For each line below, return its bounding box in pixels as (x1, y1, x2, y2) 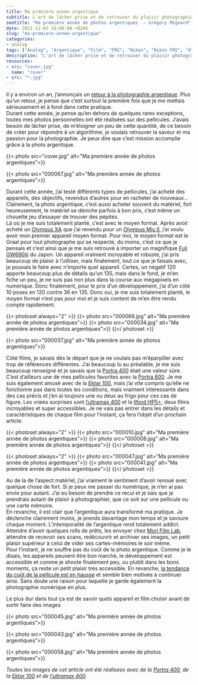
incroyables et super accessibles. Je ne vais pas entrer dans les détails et (6, 405, 186, 412)
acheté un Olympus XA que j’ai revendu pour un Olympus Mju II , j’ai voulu (6, 226, 184, 233)
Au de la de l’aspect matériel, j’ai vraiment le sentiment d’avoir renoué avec (6, 477, 187, 484)
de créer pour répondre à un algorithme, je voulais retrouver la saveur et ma (6, 128, 190, 136)
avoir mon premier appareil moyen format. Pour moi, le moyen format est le (6, 232, 189, 240)
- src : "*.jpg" (6, 75, 44, 80)
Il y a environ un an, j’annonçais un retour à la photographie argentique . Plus (6, 91, 191, 98)
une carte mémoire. (6, 502, 54, 509)
